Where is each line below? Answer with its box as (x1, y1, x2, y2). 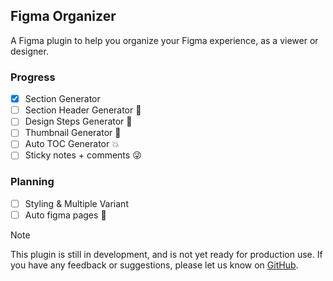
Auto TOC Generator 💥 (24, 138, 120, 150)
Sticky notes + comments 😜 (24, 149, 142, 161)
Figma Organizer (10, 8, 117, 25)
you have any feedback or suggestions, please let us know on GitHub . (10, 259, 299, 271)
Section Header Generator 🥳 (24, 104, 142, 116)
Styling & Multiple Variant (24, 197, 129, 209)
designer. (10, 45, 49, 57)
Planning (10, 175, 55, 189)
